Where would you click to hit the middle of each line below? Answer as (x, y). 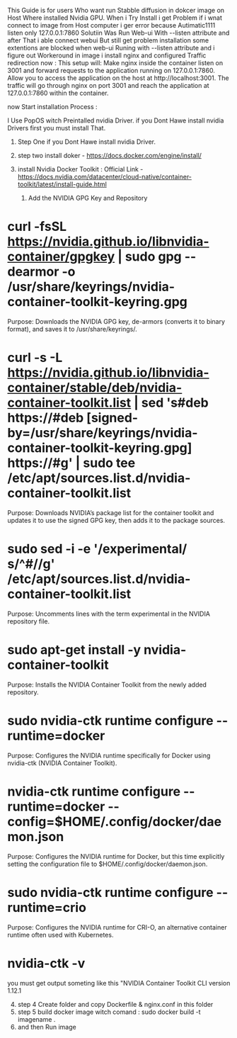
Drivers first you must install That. (57, 128)
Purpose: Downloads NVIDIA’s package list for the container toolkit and (111, 512)
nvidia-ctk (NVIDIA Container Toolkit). (62, 763)
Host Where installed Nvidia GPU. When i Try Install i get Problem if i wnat (115, 18)
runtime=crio (47, 907)
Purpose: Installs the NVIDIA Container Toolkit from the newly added (107, 684)
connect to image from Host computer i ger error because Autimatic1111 (111, 25)
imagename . (36, 1019)
